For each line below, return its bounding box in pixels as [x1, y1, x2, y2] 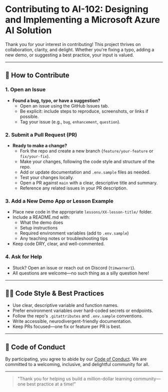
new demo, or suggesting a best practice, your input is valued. [5, 51, 134, 58]
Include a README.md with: [12, 214, 70, 220]
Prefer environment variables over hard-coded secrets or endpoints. [12, 307, 153, 313]
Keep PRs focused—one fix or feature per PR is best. [12, 323, 121, 329]
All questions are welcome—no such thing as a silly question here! [12, 270, 149, 276]
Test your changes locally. [19, 174, 74, 180]
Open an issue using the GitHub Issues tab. [19, 102, 109, 108]
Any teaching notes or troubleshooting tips [19, 235, 108, 241]
